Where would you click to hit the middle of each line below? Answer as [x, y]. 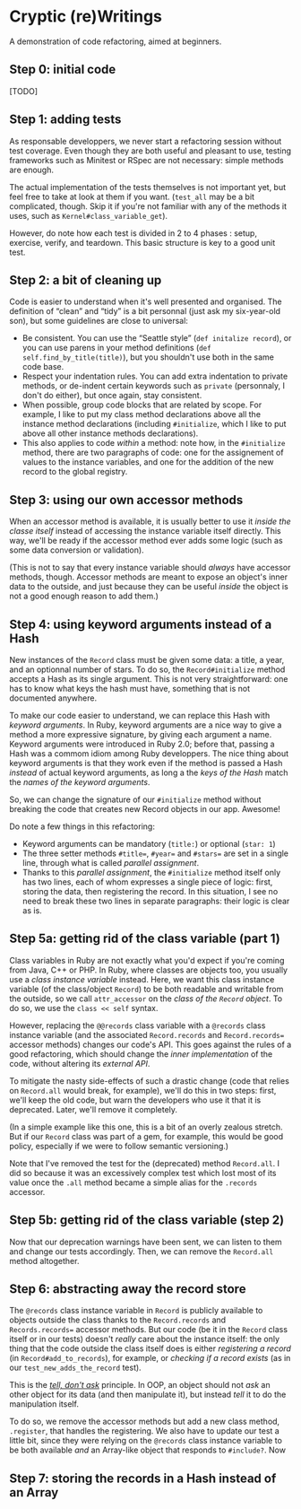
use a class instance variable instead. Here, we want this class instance [142, 979]
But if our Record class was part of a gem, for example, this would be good [146, 1136]
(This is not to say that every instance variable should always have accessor [150, 568]
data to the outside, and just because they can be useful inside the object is [149, 587]
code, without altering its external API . [80, 1063]
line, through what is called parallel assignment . [111, 863]
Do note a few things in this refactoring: [82, 826]
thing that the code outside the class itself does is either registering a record [150, 1348]
